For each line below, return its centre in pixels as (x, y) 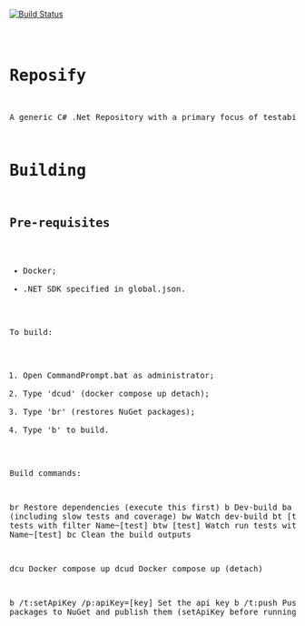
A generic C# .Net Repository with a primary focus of (134, 117)
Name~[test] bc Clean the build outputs (101, 534)
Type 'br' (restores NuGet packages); (109, 411)
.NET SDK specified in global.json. (104, 288)
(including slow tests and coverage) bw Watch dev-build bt (146, 516)
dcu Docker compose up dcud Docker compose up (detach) (136, 568)
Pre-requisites (60, 223)
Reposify (48, 76)
